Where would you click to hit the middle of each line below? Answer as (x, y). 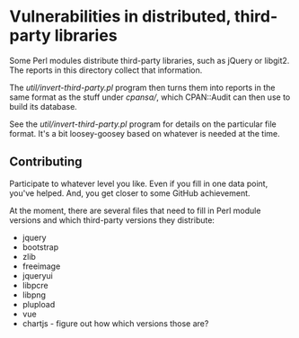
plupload (39, 304)
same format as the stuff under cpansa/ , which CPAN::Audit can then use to (150, 97)
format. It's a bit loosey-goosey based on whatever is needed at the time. (145, 133)
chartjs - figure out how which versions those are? (115, 323)
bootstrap (40, 247)
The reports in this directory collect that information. (106, 70)
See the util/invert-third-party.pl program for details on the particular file (143, 124)
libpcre (35, 285)
